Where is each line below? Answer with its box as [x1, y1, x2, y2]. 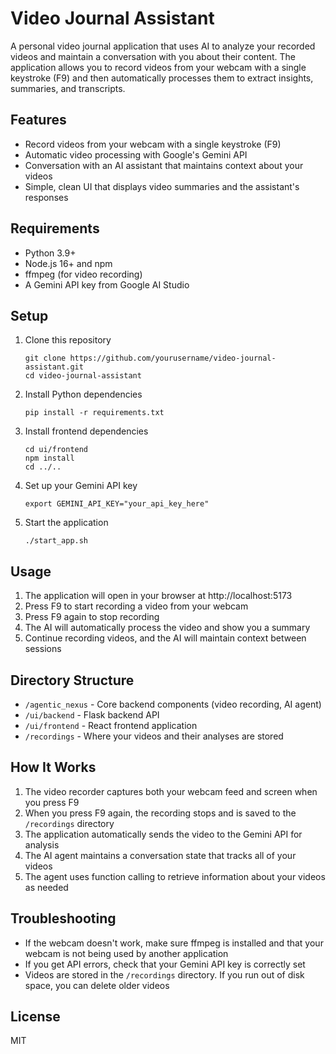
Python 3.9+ [24, 247, 77, 259]
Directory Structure [10, 672, 135, 689]
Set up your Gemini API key [24, 480, 138, 492]
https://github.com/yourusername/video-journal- [69, 353, 277, 364]
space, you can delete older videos [24, 979, 170, 991]
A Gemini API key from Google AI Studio [24, 278, 190, 291]
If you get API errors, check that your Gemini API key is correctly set [24, 958, 306, 970]
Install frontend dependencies [24, 425, 149, 437]
